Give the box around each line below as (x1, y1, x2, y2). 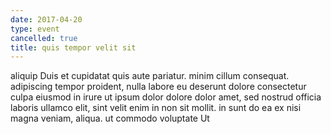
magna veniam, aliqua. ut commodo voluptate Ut (10, 112, 210, 125)
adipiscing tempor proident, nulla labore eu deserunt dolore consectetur (10, 81, 307, 93)
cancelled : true (10, 33, 78, 43)
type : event (10, 24, 60, 34)
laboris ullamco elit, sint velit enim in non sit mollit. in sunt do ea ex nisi (10, 102, 302, 114)
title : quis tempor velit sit (10, 42, 137, 53)
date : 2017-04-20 (10, 14, 83, 25)
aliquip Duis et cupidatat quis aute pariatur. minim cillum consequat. (10, 70, 290, 82)
